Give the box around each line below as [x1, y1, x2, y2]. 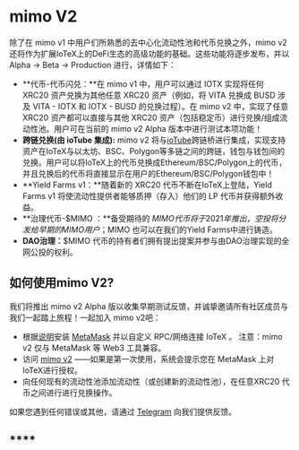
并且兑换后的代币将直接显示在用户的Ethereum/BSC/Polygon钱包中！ [21, 168, 275, 178]
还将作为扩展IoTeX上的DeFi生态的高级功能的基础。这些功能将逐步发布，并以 [9, 48, 290, 59]
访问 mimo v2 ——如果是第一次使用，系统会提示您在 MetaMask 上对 [21, 353, 275, 364]
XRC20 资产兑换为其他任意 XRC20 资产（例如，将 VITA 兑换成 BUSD [21, 90, 276, 100]
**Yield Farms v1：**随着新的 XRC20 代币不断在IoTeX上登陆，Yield [21, 179, 273, 190]
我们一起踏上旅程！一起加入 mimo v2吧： [9, 312, 161, 323]
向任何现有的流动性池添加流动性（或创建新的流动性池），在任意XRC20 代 [21, 376, 290, 386]
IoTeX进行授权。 [21, 365, 83, 376]
